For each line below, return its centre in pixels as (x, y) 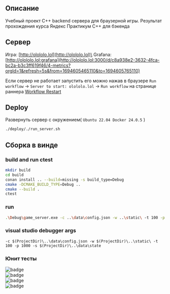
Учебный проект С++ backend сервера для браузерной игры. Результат (83, 20)
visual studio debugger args (41, 231)
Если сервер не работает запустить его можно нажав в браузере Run (81, 81)
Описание (22, 8)
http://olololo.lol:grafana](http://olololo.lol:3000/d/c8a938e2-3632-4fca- (83, 60)
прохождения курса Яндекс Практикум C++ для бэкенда (67, 26)
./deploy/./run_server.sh (33, 129)
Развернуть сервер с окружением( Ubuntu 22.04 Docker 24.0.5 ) (75, 120)
